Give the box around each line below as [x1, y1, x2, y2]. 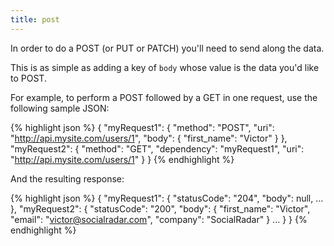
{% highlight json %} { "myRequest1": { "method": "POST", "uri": [10, 121, 275, 133]
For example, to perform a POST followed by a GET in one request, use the [10, 91, 318, 103]
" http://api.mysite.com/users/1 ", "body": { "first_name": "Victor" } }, [10, 132, 288, 144]
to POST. [10, 72, 47, 84]
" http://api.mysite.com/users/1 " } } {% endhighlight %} [10, 153, 235, 165]
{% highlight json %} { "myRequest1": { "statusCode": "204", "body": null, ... [10, 192, 324, 204]
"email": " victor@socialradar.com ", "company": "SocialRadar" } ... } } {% [10, 213, 308, 225]
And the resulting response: [10, 172, 125, 185]
